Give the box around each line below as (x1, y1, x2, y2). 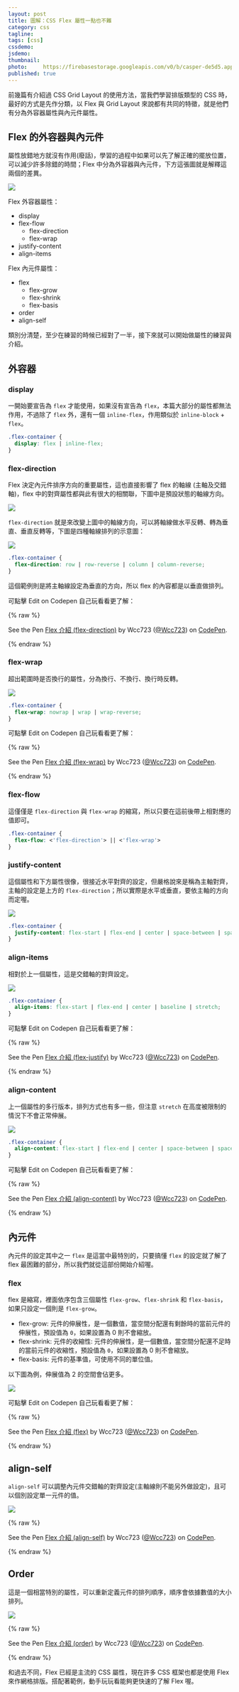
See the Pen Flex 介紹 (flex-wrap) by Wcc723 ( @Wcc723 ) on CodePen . (8, 758, 217, 766)
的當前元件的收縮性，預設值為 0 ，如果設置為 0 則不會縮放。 (18, 1346, 193, 1355)
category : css (8, 23, 50, 31)
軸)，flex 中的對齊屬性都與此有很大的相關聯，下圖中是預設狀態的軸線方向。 (8, 489, 228, 498)
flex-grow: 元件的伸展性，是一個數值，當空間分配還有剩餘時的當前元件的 (18, 1319, 231, 1328)
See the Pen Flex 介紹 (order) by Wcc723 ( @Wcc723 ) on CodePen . (8, 1639, 204, 1647)
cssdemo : (8, 43, 34, 51)
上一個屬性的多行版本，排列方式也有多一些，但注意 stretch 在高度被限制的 (8, 1102, 226, 1111)
